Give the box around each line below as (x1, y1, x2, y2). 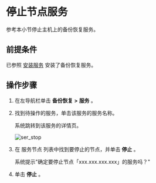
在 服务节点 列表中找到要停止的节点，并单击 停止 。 (14, 145, 139, 152)
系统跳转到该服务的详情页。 (14, 121, 82, 129)
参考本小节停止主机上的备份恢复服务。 (6, 26, 99, 33)
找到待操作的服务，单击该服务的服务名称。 (14, 109, 118, 116)
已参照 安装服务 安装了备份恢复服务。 (6, 61, 97, 68)
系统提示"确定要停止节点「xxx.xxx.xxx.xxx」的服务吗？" (14, 158, 151, 165)
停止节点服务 (6, 5, 69, 19)
